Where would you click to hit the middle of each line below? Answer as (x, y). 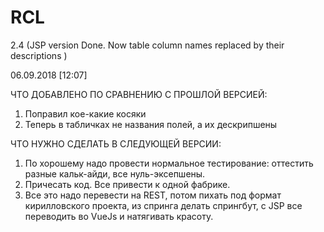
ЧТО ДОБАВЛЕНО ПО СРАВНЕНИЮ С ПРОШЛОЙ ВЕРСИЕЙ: (139, 94)
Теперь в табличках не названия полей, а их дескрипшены (151, 124)
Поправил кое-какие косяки (85, 113)
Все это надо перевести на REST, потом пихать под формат (153, 195)
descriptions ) (39, 55)
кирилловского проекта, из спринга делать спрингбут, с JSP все (163, 205)
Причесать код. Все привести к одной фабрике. (127, 184)
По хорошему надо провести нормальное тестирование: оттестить (169, 163)
